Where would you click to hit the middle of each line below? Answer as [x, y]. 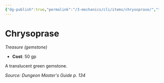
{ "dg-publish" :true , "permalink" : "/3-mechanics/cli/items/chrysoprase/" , [81, 9]
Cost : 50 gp [24, 56]
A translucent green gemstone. [36, 66]
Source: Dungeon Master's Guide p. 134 [45, 75]
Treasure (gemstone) [26, 47]
